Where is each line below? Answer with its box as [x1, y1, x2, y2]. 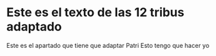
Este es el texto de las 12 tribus [6, 5, 185, 20]
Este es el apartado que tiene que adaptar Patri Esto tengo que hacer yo [6, 41, 210, 49]
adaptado [6, 19, 62, 34]
